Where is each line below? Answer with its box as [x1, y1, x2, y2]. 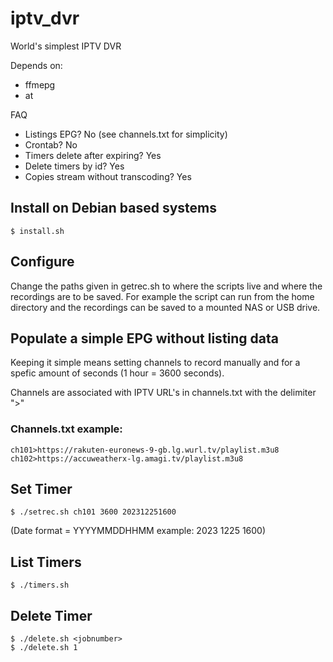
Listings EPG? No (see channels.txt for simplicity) [24, 128, 228, 140]
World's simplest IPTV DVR [10, 40, 122, 52]
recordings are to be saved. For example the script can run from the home [10, 290, 315, 302]
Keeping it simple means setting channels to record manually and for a [10, 357, 301, 369]
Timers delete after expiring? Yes [24, 149, 162, 161]
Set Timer [10, 481, 73, 498]
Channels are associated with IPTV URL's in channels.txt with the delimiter [10, 387, 317, 399]
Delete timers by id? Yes [24, 160, 125, 172]
